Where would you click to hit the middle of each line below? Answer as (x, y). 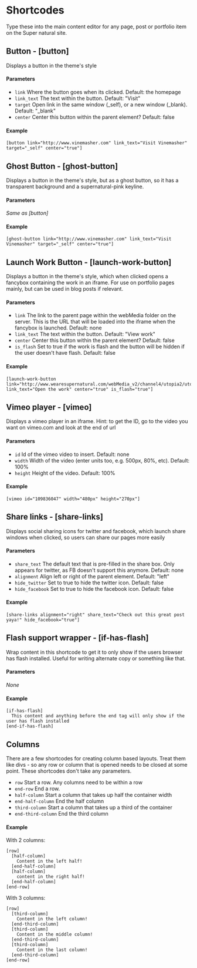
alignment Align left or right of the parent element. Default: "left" (92, 576)
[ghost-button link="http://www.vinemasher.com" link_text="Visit (89, 239)
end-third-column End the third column (61, 814)
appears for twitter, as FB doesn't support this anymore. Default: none (99, 570)
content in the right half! (51, 877)
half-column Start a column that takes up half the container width (93, 795)
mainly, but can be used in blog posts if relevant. (65, 289)
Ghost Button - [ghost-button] (62, 166)
